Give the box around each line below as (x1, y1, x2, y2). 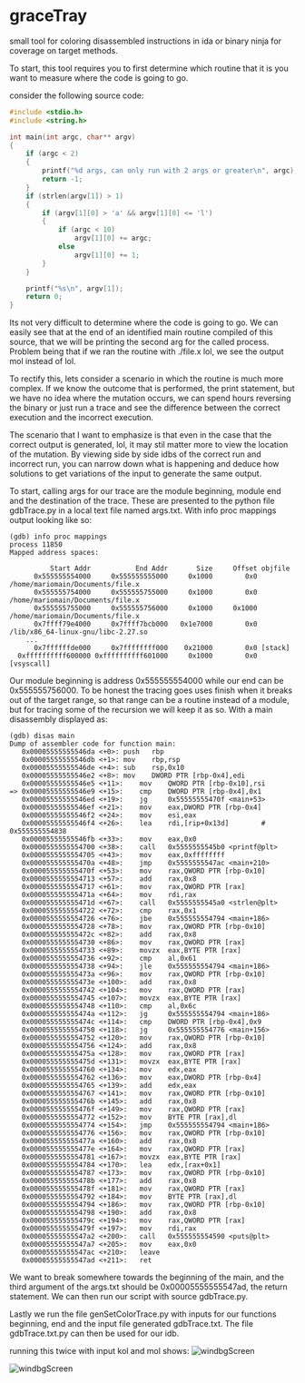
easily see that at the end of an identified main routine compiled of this (9, 327, 274, 338)
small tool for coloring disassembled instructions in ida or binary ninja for (9, 35, 282, 46)
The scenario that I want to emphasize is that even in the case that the (9, 430, 272, 440)
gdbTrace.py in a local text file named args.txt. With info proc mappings (9, 505, 277, 516)
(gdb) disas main (9, 732, 75, 741)
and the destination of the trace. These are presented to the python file (9, 496, 275, 507)
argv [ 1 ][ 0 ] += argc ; (74, 233, 152, 243)
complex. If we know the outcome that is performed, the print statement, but (9, 383, 295, 394)
